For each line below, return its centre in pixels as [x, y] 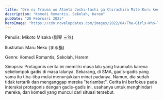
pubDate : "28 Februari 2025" [34, 18]
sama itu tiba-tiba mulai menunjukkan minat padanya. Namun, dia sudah [77, 77]
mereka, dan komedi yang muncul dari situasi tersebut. [60, 92]
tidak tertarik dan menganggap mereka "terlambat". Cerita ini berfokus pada [81, 82]
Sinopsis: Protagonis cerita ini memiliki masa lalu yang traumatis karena [76, 67]
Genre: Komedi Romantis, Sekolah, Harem [47, 57]
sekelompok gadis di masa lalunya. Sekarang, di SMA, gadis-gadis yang [77, 72]
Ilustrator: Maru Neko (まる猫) [35, 48]
